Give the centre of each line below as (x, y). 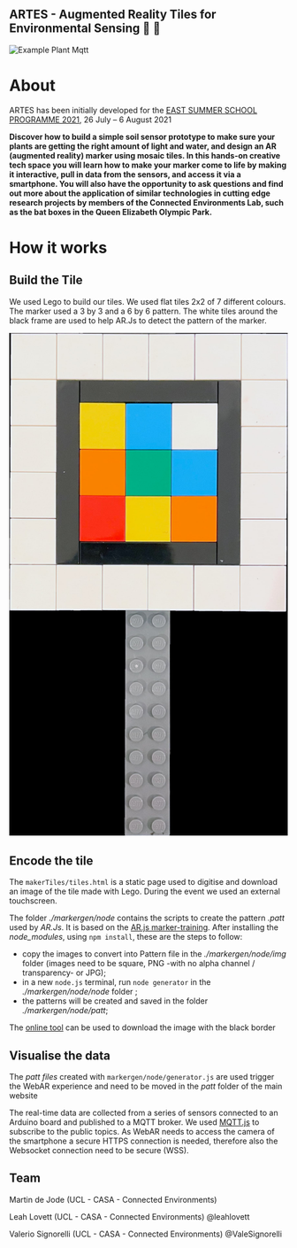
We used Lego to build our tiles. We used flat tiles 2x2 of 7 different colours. (148, 301)
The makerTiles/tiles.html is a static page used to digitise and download (144, 882)
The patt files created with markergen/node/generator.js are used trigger (142, 1076)
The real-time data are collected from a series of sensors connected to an (144, 1112)
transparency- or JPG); (64, 973)
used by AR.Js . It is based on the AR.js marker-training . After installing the (144, 927)
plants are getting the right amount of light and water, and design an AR (143, 146)
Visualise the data (60, 1055)
